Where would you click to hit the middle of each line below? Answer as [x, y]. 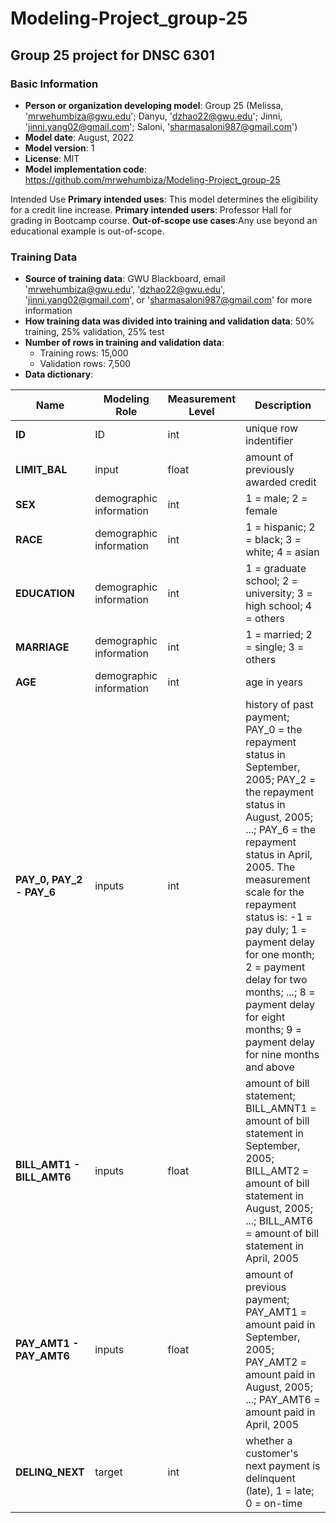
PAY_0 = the [274, 730]
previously [270, 470]
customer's [272, 1454]
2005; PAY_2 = [281, 780]
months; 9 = [274, 1030]
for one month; [280, 955]
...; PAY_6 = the [281, 830]
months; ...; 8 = [280, 992]
